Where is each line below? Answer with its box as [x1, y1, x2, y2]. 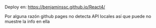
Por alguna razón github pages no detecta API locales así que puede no [4, 14, 152, 19]
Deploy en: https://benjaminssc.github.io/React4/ [4, 4, 105, 10]
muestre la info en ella [4, 19, 50, 24]
